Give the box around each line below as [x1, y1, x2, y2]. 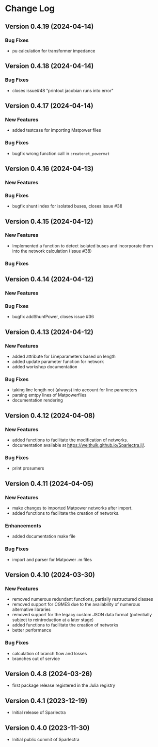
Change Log [5, 3, 55, 14]
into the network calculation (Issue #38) [12, 248, 92, 254]
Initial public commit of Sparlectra [12, 737, 80, 743]
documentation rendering [12, 397, 63, 403]
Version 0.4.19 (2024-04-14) [5, 22, 94, 31]
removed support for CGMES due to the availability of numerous [12, 601, 141, 608]
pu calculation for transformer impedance [12, 48, 95, 53]
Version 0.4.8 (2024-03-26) [5, 670, 93, 678]
